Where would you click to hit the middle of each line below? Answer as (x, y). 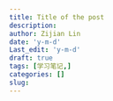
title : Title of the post (56, 17)
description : (33, 25)
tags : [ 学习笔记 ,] (41, 67)
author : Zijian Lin (45, 33)
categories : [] (37, 75)
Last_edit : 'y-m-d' (45, 50)
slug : (19, 83)
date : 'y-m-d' (35, 42)
